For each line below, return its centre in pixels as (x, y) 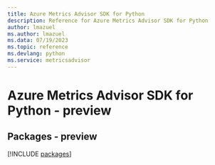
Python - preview (59, 110)
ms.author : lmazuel (36, 34)
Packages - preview (52, 137)
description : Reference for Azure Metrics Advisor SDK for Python (108, 21)
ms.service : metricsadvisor (49, 60)
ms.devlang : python (36, 54)
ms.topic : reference (38, 47)
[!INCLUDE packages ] (40, 154)
